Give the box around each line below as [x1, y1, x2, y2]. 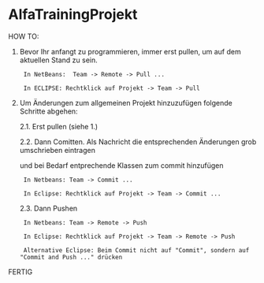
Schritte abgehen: [19, 106, 78, 116]
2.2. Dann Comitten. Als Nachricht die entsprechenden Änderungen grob [19, 136, 257, 147]
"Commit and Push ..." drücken [19, 253, 123, 261]
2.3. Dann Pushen [19, 203, 78, 213]
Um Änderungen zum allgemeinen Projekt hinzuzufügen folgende [19, 98, 232, 107]
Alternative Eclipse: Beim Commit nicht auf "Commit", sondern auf [23, 246, 250, 254]
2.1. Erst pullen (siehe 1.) [19, 121, 99, 131]
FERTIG [8, 266, 33, 277]
